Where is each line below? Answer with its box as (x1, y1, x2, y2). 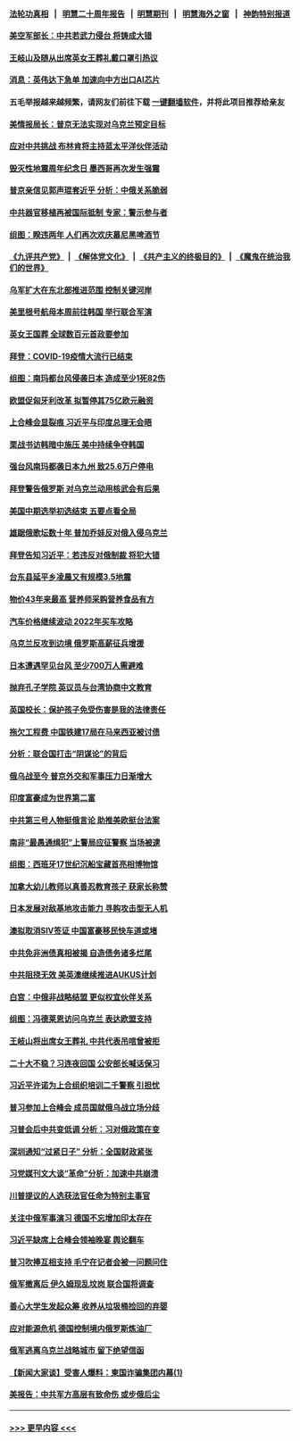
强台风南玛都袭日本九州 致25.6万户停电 (9, 461, 154, 472)
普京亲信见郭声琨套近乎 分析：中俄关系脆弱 (9, 185, 168, 196)
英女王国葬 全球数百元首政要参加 (9, 329, 129, 339)
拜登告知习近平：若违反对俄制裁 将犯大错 (9, 549, 161, 560)
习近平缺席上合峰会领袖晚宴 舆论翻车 (9, 1235, 145, 1245)
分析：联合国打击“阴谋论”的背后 (9, 748, 128, 759)
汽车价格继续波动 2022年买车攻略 (9, 616, 134, 627)
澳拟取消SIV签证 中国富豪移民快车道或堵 (9, 925, 158, 936)
